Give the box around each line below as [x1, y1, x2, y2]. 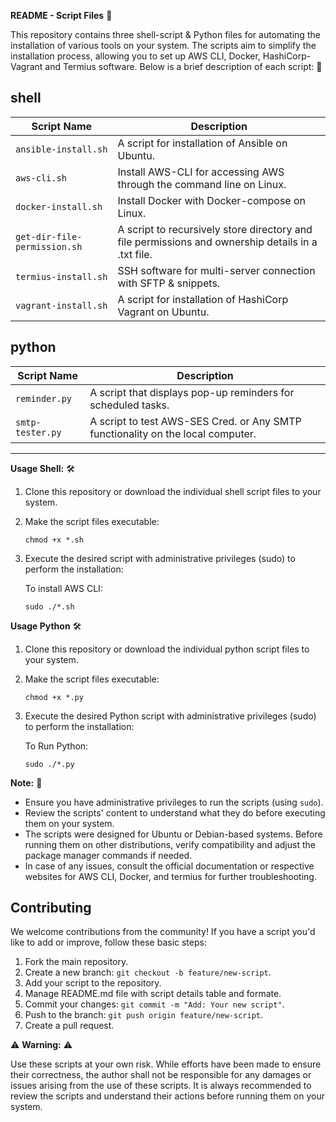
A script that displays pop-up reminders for [89, 385, 295, 399]
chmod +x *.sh [24, 535, 84, 545]
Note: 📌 [10, 776, 43, 789]
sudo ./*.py [24, 759, 75, 769]
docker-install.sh [15, 201, 103, 212]
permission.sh [15, 241, 83, 252]
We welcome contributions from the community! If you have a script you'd [10, 926, 316, 938]
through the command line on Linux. [117, 177, 287, 191]
